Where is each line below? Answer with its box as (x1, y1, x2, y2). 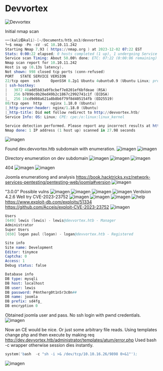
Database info (5, 272, 34, 277)
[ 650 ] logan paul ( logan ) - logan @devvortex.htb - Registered (5, 232, 133, 236)
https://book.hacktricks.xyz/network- (76, 174, 150, 180)
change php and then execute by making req (5, 332, 95, 338)
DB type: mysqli (5, 276, 38, 281)
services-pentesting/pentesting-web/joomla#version (5, 179, 111, 185)
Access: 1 (5, 258, 25, 264)
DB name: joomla (5, 294, 38, 299)
